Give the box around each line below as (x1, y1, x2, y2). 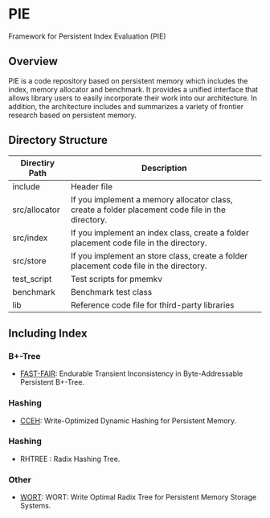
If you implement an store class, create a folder (71, 250, 248, 261)
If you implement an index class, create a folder (71, 226, 249, 238)
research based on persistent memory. (8, 110, 137, 120)
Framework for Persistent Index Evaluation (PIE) (8, 31, 166, 41)
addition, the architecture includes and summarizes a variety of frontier (8, 101, 243, 111)
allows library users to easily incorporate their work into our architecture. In (8, 93, 257, 103)
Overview (8, 55, 59, 68)
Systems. (19, 501, 51, 511)
